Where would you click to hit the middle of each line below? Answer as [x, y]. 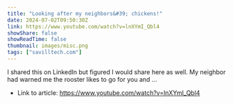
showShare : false [32, 33]
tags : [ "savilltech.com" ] [44, 53]
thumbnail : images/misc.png [48, 46]
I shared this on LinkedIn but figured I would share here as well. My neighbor [116, 72]
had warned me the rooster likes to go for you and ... [82, 79]
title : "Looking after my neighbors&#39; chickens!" [85, 14]
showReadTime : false [37, 40]
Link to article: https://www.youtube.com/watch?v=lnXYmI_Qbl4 [109, 93]
